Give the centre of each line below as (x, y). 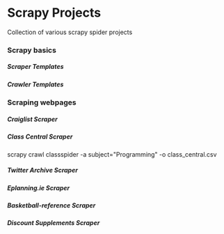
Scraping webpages (42, 102)
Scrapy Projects (54, 13)
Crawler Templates (35, 84)
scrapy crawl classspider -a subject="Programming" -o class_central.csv (112, 154)
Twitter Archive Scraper (43, 170)
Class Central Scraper (40, 136)
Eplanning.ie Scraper (39, 188)
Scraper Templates (35, 67)
